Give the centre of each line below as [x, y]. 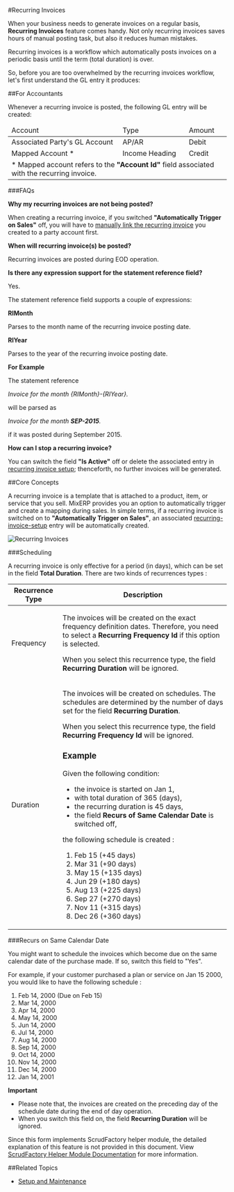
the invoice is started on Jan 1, [125, 789]
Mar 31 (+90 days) [106, 864]
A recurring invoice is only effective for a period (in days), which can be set [116, 566]
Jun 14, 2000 [37, 1025]
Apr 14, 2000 [36, 1010]
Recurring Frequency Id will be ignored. [128, 735]
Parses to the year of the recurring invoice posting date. [88, 353]
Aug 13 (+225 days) [108, 890]
